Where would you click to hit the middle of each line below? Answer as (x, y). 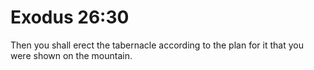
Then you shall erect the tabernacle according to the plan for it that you (157, 45)
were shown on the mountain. (71, 55)
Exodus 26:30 (70, 17)
